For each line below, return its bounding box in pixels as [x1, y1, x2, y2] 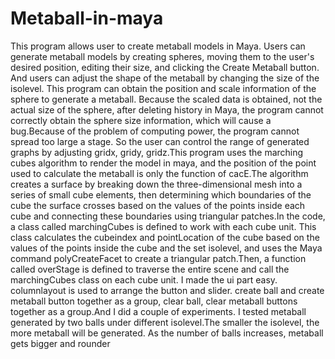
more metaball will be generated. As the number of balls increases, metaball [10, 327, 324, 339]
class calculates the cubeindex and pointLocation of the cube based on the [10, 231, 320, 243]
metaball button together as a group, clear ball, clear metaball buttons [10, 295, 298, 307]
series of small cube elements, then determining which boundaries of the [10, 188, 312, 201]
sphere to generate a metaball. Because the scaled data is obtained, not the [10, 93, 323, 105]
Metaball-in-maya [10, 7, 164, 30]
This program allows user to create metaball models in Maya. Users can [10, 40, 306, 52]
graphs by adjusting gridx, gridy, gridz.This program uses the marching [10, 146, 304, 158]
